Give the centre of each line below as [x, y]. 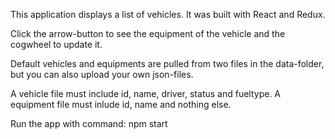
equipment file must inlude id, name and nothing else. [121, 104]
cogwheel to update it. [56, 44]
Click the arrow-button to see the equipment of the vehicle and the [148, 33]
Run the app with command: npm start [89, 123]
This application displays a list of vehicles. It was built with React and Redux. [168, 14]
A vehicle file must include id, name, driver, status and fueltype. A [146, 93]
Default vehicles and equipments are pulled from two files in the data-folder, [167, 63]
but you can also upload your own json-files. [102, 74]
